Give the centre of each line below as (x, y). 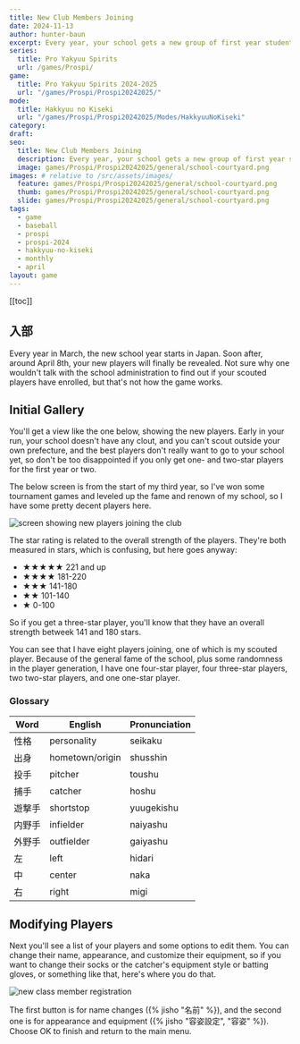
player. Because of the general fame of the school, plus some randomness (146, 659)
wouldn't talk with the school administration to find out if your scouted (138, 372)
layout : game (33, 276)
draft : (21, 134)
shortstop (70, 808)
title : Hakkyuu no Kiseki (66, 109)
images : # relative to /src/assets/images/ (92, 175)
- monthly (35, 259)
